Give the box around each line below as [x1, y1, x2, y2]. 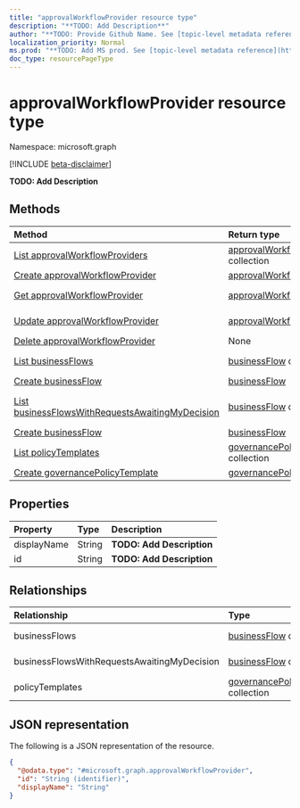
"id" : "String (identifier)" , [17, 774, 129, 783]
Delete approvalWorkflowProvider [13, 334, 156, 347]
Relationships [9, 582, 87, 598]
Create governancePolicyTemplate [13, 466, 159, 478]
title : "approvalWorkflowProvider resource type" [9, 12, 198, 22]
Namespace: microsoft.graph [9, 141, 117, 152]
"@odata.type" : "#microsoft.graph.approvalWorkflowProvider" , [17, 766, 254, 776]
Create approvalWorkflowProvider [13, 268, 157, 281]
